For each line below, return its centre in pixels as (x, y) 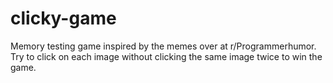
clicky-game (63, 18)
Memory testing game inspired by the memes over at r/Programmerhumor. (163, 46)
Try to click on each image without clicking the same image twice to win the (166, 56)
